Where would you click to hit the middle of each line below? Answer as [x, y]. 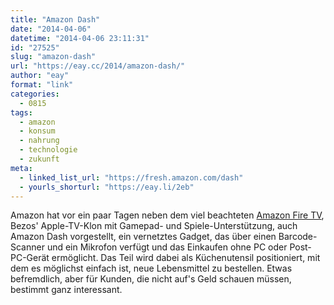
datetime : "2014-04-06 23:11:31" [80, 38]
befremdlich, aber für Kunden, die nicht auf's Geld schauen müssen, [151, 279]
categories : [35, 94]
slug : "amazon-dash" [53, 57]
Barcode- [298, 237]
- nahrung [39, 141]
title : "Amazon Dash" [55, 19]
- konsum [37, 131]
